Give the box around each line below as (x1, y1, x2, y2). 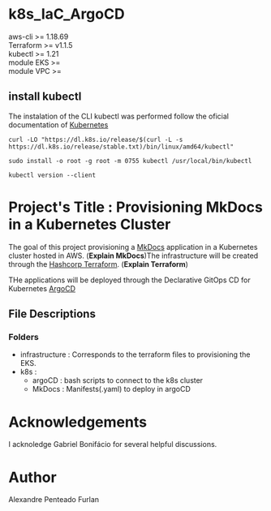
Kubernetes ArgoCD (8, 283, 75, 293)
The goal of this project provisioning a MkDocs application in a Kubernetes (8, 242, 258, 251)
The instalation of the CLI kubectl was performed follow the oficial (8, 111, 230, 121)
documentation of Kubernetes (8, 119, 109, 130)
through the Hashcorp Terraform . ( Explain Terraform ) (8, 259, 189, 268)
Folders (8, 332, 39, 342)
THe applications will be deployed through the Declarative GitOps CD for (8, 275, 251, 285)
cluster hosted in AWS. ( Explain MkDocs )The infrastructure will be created (8, 251, 259, 260)
